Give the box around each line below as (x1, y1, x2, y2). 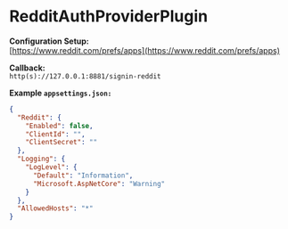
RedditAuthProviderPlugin (9, 6, 208, 27)
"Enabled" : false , (25, 121, 94, 130)
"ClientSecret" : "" (25, 138, 98, 147)
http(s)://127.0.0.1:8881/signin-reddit (9, 71, 162, 81)
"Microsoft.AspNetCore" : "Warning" (32, 179, 166, 188)
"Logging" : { (17, 154, 66, 164)
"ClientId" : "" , (25, 129, 86, 139)
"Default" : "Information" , (32, 171, 134, 180)
